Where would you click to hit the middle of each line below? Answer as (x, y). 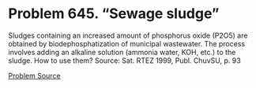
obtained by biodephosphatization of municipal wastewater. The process (127, 43)
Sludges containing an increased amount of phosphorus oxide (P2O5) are (128, 35)
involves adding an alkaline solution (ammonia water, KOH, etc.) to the (122, 52)
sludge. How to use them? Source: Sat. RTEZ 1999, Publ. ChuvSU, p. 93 (124, 60)
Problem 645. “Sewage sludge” (114, 14)
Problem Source (34, 75)
